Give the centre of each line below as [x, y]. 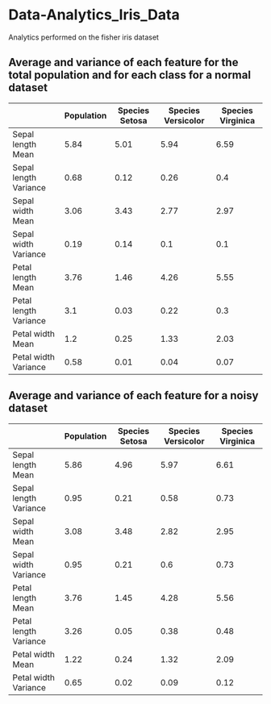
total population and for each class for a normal [130, 75]
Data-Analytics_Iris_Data [94, 15]
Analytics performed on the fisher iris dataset [84, 37]
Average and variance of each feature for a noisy [133, 396]
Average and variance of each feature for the [123, 62]
